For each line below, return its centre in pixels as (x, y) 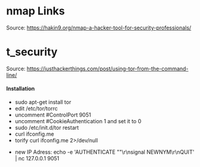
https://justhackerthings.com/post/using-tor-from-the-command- (107, 68)
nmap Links (36, 11)
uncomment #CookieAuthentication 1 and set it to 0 (78, 121)
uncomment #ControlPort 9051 (53, 115)
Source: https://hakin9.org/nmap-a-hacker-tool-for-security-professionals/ (99, 28)
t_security (32, 52)
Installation (20, 89)
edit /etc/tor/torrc (36, 109)
